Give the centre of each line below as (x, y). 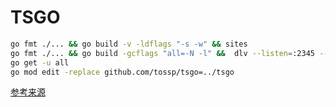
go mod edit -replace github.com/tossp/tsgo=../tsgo (122, 72)
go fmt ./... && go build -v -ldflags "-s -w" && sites (129, 44)
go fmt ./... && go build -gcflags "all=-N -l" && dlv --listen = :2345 (162, 53)
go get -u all (40, 62)
